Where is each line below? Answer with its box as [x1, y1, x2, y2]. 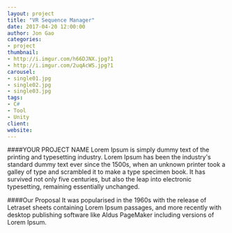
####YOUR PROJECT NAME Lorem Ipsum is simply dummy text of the [7, 145, 210, 154]
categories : [7, 36, 42, 43]
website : [7, 127, 33, 134]
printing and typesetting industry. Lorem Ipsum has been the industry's [7, 153, 211, 161]
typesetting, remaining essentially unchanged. [7, 182, 140, 191]
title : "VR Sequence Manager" [7, 17, 95, 24]
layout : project [7, 10, 54, 17]
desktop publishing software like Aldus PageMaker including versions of [7, 211, 215, 219]
